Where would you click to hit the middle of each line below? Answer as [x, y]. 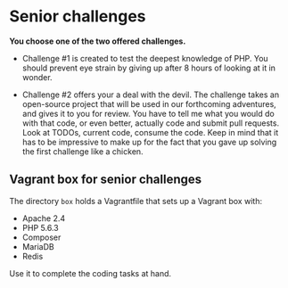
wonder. [37, 77]
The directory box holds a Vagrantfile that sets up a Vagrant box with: [136, 201]
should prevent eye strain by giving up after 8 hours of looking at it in [149, 68]
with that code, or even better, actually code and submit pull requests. [150, 123]
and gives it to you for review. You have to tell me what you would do [148, 113]
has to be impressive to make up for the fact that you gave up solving [149, 142]
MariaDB [38, 246]
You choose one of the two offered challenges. [98, 41]
